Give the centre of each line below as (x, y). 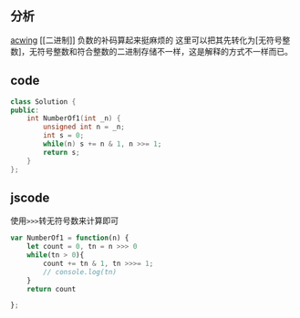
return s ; (62, 152)
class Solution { (43, 102)
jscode (30, 197)
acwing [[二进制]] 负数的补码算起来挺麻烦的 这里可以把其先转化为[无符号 (146, 40)
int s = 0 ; (64, 136)
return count (52, 289)
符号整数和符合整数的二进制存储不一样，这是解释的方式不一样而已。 (165, 51)
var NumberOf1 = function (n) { (70, 238)
